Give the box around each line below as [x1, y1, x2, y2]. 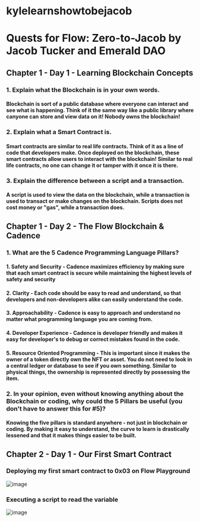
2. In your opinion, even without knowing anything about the [6, 389, 184, 397]
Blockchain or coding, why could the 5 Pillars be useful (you [6, 397, 183, 405]
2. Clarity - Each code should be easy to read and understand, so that [6, 289, 182, 296]
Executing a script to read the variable [6, 495, 118, 504]
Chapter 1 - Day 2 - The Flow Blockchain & [6, 221, 164, 231]
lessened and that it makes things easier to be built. [6, 432, 137, 439]
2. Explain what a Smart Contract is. [6, 128, 112, 136]
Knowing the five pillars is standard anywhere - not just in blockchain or [6, 419, 187, 427]
